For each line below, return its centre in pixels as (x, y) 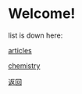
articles (20, 50)
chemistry (24, 65)
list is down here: (36, 35)
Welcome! (42, 14)
